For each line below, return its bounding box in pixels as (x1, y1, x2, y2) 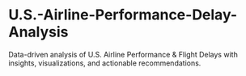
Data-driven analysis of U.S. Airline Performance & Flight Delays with (8, 49, 239, 59)
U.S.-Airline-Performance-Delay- (8, 6, 237, 24)
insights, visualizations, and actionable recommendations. (8, 58, 201, 68)
